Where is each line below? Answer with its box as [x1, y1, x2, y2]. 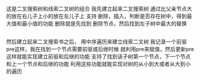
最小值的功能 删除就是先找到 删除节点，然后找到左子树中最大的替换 [21, 20, 187, 27]
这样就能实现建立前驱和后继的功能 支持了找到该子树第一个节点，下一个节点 [6, 53, 191, 60]
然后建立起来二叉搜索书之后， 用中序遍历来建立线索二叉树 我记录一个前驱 [6, 38, 187, 46]
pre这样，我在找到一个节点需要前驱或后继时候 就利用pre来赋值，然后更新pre [6, 46, 195, 53]
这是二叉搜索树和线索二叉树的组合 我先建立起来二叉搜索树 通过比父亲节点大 [6, 5, 192, 12]
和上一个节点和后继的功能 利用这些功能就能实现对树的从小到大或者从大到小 [6, 60, 191, 68]
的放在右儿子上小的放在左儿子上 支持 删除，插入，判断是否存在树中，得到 [6, 12, 187, 20]
